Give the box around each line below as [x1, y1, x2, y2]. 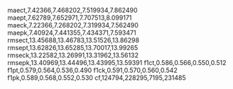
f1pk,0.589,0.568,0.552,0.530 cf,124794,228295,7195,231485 [7, 73, 186, 82]
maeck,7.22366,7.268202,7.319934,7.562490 [7, 21, 139, 29]
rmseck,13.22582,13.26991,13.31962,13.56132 [7, 51, 139, 59]
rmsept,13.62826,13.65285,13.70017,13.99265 [7, 44, 139, 52]
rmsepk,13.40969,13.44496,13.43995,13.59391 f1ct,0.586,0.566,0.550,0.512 [7, 59, 227, 66]
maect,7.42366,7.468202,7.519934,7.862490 [7, 6, 138, 14]
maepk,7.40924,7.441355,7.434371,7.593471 [7, 28, 136, 37]
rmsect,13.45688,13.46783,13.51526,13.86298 [7, 36, 140, 44]
